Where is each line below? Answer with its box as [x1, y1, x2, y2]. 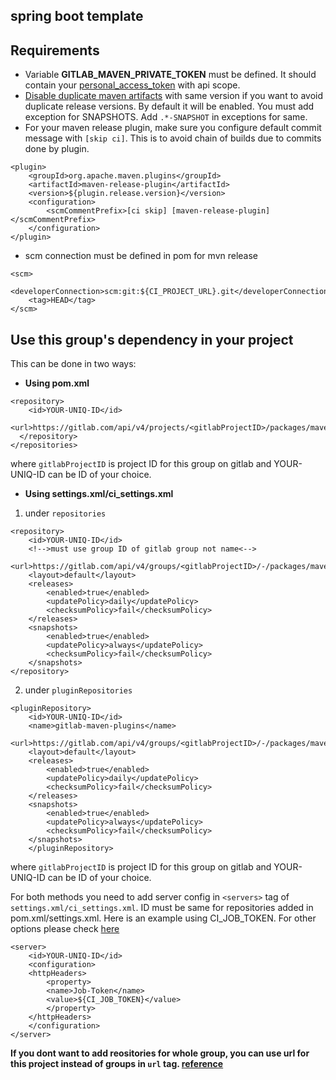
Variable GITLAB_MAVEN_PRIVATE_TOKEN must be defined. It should [24, 69, 317, 81]
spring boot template [10, 8, 144, 25]
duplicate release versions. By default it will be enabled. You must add [24, 100, 315, 113]
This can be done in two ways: [10, 358, 137, 370]
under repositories [24, 507, 107, 519]
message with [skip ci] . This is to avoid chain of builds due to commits [24, 132, 322, 144]
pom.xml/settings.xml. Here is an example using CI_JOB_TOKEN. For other [10, 912, 317, 924]
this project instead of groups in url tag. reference [10, 1058, 224, 1070]
